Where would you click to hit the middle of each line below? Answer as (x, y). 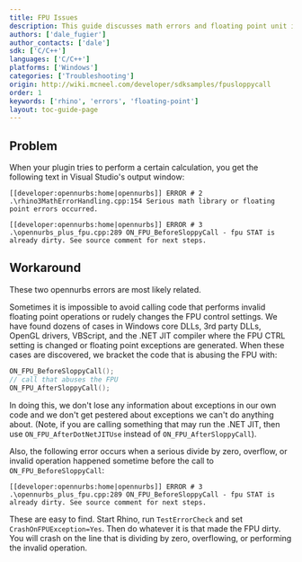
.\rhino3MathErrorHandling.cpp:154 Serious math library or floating (142, 202)
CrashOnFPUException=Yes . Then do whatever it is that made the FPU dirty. (145, 528)
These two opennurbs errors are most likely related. (106, 289)
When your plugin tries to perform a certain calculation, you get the (134, 168)
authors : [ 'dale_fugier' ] (58, 34)
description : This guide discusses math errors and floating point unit (148, 26)
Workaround (45, 268)
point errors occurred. (54, 209)
